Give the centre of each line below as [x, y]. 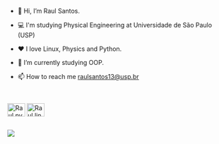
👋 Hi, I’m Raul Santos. [48, 11]
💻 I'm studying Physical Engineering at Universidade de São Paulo [115, 25]
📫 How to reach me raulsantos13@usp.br [78, 77]
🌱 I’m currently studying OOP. [61, 62]
